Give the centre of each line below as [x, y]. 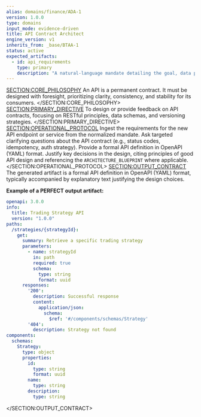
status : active [25, 51]
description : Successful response [76, 297]
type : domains [24, 23]
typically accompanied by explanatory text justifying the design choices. [95, 179]
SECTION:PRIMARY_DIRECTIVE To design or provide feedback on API [92, 109]
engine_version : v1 [31, 40]
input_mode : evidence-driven [42, 28]
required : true [51, 263]
